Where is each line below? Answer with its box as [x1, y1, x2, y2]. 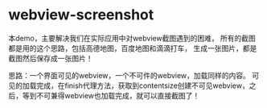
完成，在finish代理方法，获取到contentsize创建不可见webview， [35, 81, 249, 90]
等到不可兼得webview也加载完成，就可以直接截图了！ [22, 90, 200, 100]
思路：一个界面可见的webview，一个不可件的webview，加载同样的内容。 [8, 70, 251, 80]
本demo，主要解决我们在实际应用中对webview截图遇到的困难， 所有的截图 [8, 33, 256, 43]
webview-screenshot [8, 6, 154, 24]
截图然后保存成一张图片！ [8, 53, 93, 63]
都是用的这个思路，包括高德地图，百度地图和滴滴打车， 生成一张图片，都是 [8, 43, 257, 53]
